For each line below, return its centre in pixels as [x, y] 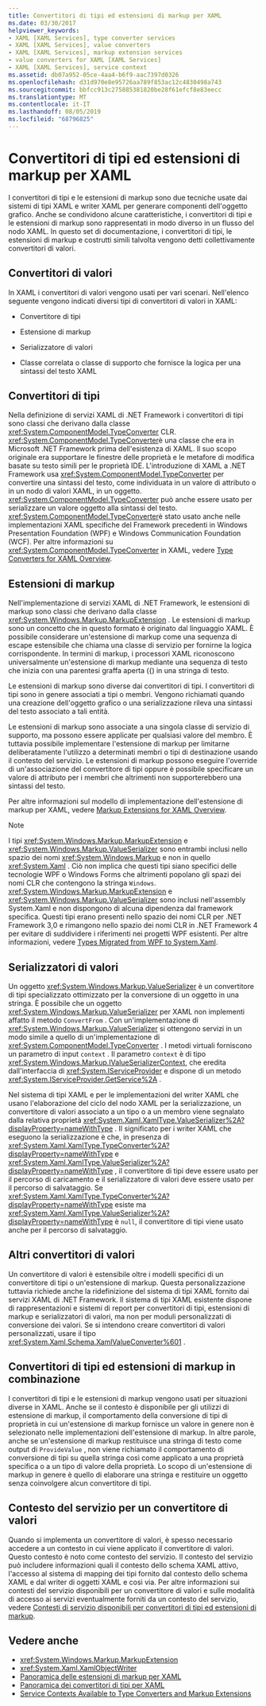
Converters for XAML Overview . [60, 559]
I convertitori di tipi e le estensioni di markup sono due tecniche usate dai [128, 197]
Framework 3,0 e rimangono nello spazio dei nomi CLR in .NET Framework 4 [133, 925]
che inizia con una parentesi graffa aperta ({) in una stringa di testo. [119, 671]
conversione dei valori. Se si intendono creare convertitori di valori [117, 1325]
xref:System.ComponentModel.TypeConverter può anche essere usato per [130, 500]
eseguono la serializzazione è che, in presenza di [89, 1137]
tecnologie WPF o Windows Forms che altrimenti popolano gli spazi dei [125, 874]
